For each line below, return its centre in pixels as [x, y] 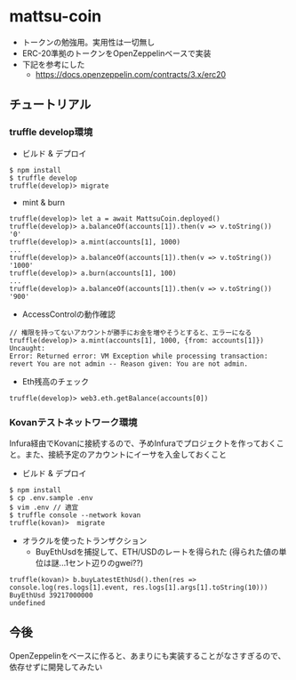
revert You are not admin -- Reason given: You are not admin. [129, 364]
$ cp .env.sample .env [51, 498]
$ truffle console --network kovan [75, 515]
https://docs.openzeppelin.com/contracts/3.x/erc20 [131, 74]
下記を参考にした [53, 64]
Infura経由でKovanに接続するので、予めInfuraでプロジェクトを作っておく [143, 443]
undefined [28, 603]
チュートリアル [50, 105]
